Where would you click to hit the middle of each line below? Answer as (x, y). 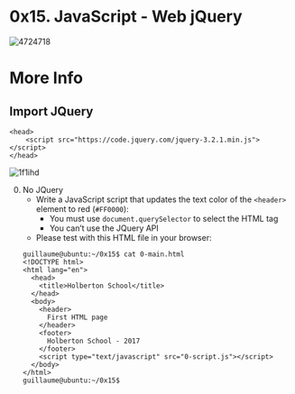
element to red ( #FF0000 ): (82, 208)
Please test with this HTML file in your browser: (124, 237)
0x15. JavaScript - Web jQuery (126, 17)
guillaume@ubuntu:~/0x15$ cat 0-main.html (103, 254)
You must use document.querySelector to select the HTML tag (164, 218)
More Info (46, 78)
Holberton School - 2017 (93, 341)
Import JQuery (51, 111)
